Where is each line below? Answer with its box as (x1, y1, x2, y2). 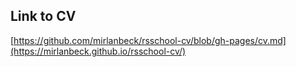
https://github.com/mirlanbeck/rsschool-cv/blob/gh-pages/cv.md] (13, 34, 287, 46)
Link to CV (10, 8, 77, 25)
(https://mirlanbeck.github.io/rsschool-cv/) (10, 45, 187, 57)
